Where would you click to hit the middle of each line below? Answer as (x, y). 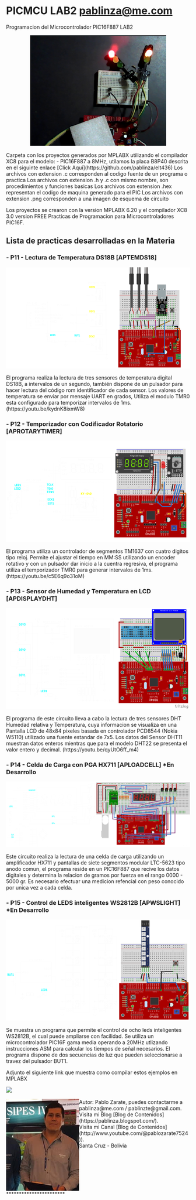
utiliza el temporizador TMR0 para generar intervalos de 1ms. (79, 570)
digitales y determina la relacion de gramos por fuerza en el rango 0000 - (94, 875)
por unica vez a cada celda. (39, 887)
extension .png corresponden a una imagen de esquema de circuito (87, 199)
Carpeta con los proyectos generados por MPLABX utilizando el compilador (97, 155)
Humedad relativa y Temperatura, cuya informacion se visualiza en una (91, 725)
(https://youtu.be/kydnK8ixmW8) (45, 409)
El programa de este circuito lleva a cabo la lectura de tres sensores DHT (94, 719)
